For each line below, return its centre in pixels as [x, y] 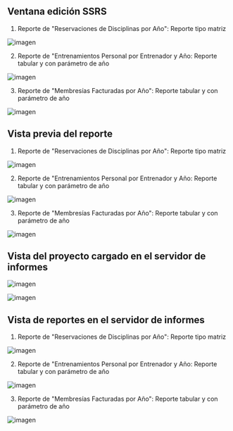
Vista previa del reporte [60, 134]
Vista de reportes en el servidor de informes [106, 320]
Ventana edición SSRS [57, 12]
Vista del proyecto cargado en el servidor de [107, 256]
